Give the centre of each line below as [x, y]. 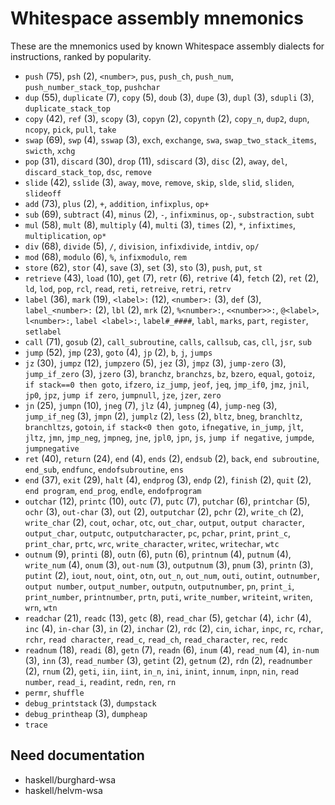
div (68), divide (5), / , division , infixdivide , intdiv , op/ [142, 246]
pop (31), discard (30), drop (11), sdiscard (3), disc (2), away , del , [156, 161]
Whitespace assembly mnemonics [157, 18]
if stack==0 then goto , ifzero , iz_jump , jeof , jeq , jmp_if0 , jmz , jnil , [167, 384]
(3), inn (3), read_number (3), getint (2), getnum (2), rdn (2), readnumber [168, 660]
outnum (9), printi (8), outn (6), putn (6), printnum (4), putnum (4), [158, 554]
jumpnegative [52, 448]
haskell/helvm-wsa [63, 790]
